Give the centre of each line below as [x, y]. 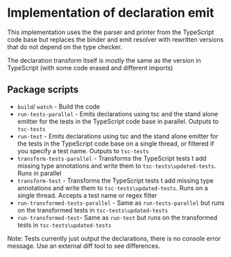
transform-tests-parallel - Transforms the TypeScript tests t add [112, 158]
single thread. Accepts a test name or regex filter [87, 195]
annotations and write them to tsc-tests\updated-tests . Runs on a [112, 188]
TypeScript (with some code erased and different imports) [90, 68]
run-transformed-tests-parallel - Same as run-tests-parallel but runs [121, 203]
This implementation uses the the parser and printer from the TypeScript [111, 32]
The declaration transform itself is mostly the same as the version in [104, 60]
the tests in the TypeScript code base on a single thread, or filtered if [115, 143]
